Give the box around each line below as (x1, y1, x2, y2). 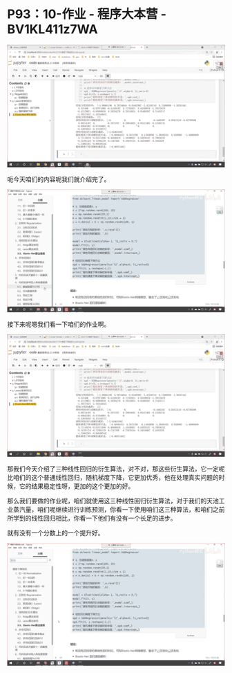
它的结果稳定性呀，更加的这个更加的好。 (19, 482, 135, 490)
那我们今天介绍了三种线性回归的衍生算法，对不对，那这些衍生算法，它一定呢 (7, 465, 225, 473)
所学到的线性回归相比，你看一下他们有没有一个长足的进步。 (7, 514, 177, 523)
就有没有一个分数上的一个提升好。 (7, 529, 104, 537)
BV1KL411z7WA (7, 21, 98, 37)
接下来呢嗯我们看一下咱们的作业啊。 (7, 320, 110, 328)
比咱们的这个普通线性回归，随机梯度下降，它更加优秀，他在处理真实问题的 (7, 474, 219, 482)
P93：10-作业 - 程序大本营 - (7, 6, 167, 22)
